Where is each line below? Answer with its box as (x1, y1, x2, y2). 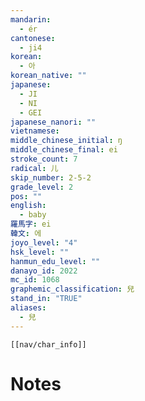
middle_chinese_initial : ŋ (10, 136, 123, 146)
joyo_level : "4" (10, 237, 78, 248)
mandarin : (10, 14, 52, 25)
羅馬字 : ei (10, 219, 52, 230)
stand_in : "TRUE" (10, 294, 83, 304)
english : (10, 201, 47, 211)
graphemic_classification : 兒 (10, 284, 135, 295)
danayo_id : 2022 (10, 266, 78, 276)
